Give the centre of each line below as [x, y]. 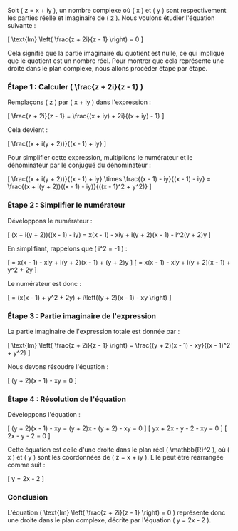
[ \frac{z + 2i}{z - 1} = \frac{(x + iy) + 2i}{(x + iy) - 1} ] [86, 116]
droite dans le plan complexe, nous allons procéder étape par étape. [108, 68]
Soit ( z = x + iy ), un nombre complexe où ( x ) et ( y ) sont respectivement [117, 10]
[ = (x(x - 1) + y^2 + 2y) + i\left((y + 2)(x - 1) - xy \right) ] [89, 297]
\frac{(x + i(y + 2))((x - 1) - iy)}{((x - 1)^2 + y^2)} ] [79, 187]
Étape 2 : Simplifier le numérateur [67, 205]
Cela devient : [28, 130]
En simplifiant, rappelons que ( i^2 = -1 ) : [67, 248]
